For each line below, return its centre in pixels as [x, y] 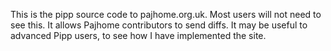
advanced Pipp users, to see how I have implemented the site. [138, 35]
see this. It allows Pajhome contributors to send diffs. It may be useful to [159, 25]
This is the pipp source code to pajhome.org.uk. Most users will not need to [166, 14]
